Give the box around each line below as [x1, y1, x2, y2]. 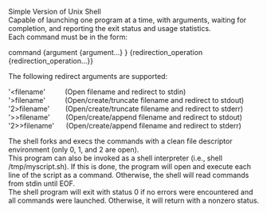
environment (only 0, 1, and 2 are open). [8, 145, 139, 154]
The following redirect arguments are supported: [8, 72, 168, 81]
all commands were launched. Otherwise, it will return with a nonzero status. [8, 195, 260, 205]
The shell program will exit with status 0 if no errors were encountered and [8, 187, 253, 196]
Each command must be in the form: [8, 32, 128, 41]
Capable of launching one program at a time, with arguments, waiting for [8, 15, 247, 25]
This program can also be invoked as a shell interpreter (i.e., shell [8, 153, 223, 163]
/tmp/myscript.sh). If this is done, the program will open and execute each [8, 162, 252, 171]
